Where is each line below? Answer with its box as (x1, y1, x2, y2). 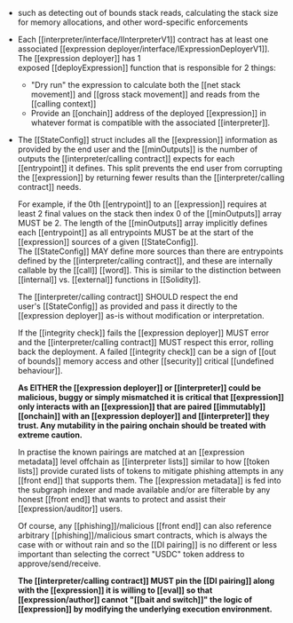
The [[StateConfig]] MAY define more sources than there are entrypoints (17, 246, 284, 256)
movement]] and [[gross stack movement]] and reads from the (30, 89, 260, 99)
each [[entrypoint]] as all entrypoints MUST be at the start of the (17, 227, 254, 238)
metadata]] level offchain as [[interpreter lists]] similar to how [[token (17, 456, 270, 467)
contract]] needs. (17, 182, 82, 192)
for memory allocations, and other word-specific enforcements (17, 17, 249, 28)
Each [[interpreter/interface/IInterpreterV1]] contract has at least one (17, 35, 269, 44)
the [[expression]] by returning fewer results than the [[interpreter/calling (17, 172, 285, 183)
